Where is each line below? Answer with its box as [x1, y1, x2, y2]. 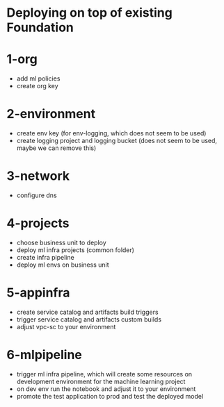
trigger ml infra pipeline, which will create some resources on [16, 369, 193, 378]
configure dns [16, 191, 57, 199]
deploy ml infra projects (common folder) [16, 245, 135, 254]
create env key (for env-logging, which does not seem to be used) [16, 129, 207, 138]
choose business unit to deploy [16, 238, 107, 247]
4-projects [6, 215, 70, 231]
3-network [6, 168, 70, 184]
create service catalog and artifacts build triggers [16, 308, 159, 316]
